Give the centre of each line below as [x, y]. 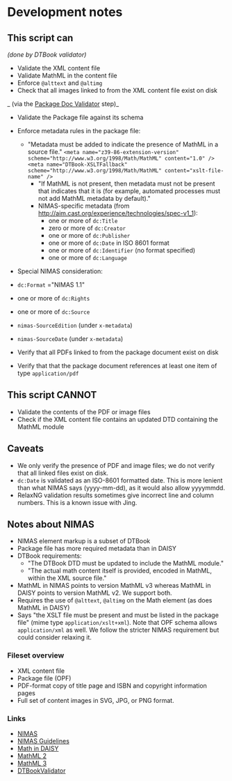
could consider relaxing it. [55, 637]
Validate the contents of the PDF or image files [84, 411]
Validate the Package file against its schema [80, 117]
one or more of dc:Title [83, 221]
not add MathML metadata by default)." [94, 198]
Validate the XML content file [59, 68]
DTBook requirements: [49, 556]
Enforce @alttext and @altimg [60, 83]
